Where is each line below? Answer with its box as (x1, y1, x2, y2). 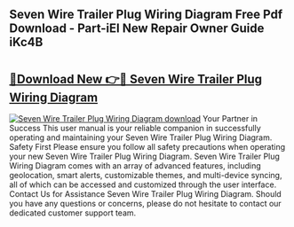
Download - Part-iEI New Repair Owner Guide (9, 21, 265, 36)
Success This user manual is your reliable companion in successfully (9, 123, 262, 133)
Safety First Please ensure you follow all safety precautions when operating (9, 142, 286, 152)
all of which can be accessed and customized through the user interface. (9, 179, 277, 190)
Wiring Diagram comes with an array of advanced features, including (9, 160, 262, 171)
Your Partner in (203, 113, 258, 123)
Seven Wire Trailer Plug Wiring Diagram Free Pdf (9, 7, 282, 22)
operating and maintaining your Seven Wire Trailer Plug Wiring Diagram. (9, 132, 273, 143)
